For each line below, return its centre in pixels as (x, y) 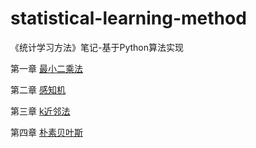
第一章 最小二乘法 (46, 68)
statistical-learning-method (128, 18)
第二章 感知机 (38, 89)
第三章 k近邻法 (40, 111)
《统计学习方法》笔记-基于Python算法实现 (97, 47)
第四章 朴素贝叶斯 (46, 132)
